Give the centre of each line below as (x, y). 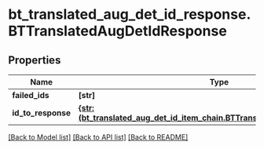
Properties (35, 60)
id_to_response (41, 113)
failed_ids (31, 95)
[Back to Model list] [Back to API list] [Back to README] (98, 137)
